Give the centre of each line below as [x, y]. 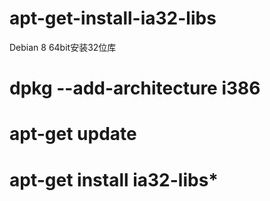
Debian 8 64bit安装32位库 [63, 47]
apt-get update [73, 134]
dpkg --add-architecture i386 [135, 88]
